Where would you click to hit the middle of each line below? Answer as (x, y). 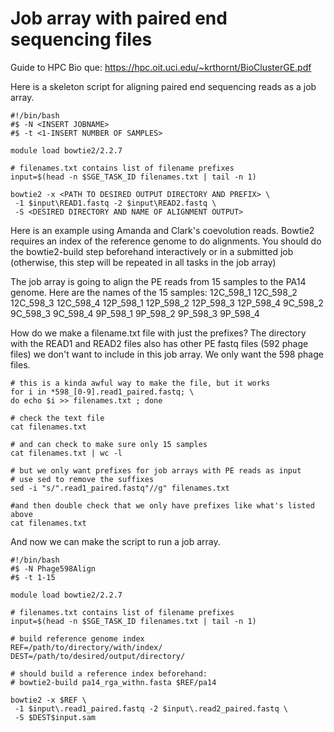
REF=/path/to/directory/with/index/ (86, 647)
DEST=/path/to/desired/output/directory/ (98, 656)
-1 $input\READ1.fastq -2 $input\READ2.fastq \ (115, 203)
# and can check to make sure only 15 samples (109, 444)
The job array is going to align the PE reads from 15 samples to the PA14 (158, 281)
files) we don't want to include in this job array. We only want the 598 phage (167, 354)
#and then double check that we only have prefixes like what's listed (162, 505)
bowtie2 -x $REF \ (48, 700)
